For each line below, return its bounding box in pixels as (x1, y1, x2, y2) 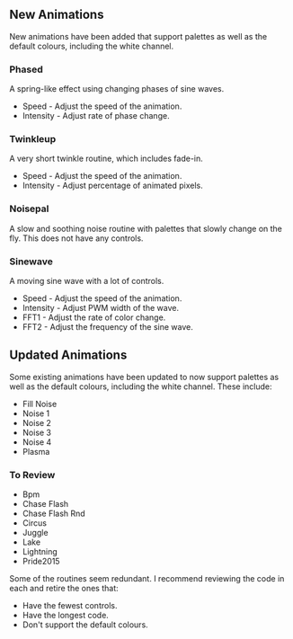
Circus (22, 518, 48, 528)
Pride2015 (22, 556, 60, 567)
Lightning (22, 546, 58, 557)
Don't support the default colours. (22, 619, 148, 630)
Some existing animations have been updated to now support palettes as (9, 371, 280, 382)
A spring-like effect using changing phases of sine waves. (9, 84, 225, 94)
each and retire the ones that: (9, 583, 119, 594)
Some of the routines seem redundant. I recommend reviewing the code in (9, 573, 285, 584)
